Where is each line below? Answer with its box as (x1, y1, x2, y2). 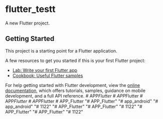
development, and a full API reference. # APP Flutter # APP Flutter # (5, 92, 143, 98)
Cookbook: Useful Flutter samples (12, 72, 83, 78)
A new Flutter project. (5, 20, 50, 26)
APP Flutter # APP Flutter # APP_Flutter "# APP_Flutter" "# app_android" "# (5, 98, 158, 104)
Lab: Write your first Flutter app (12, 67, 78, 73)
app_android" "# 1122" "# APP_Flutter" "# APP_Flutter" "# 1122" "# (5, 103, 142, 109)
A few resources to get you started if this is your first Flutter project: (5, 57, 145, 63)
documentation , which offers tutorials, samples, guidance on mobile (5, 87, 145, 93)
